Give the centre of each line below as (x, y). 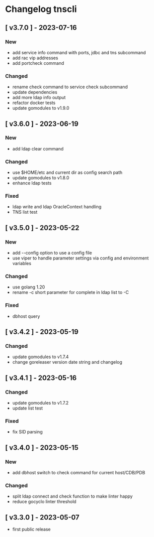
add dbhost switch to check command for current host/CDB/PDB (79, 473)
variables (22, 264)
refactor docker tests (34, 103)
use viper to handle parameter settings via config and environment (80, 258)
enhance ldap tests (32, 183)
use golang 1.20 (29, 287)
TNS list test (25, 212)
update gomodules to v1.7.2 (40, 403)
